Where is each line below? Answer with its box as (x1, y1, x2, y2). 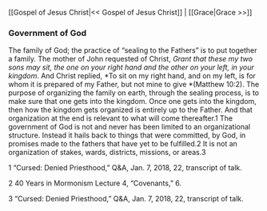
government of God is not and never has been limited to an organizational (8, 122, 250, 132)
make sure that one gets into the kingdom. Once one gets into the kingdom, (8, 97, 257, 106)
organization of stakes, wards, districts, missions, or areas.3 (8, 148, 206, 157)
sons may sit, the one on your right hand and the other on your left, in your (8, 62, 254, 72)
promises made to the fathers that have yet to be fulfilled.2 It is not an (8, 139, 238, 149)
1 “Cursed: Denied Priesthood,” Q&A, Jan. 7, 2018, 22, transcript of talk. (8, 163, 242, 173)
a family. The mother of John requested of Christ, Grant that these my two (8, 54, 253, 64)
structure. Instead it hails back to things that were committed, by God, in (8, 130, 246, 140)
